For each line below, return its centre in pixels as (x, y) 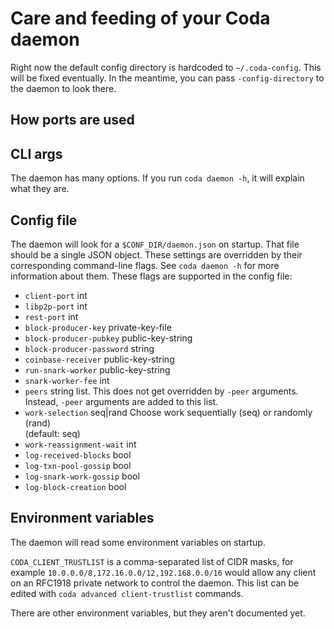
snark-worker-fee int (67, 380)
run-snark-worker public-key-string (97, 369)
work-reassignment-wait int (80, 444)
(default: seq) (52, 433)
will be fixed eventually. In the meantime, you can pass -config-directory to (167, 78)
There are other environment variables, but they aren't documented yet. (158, 613)
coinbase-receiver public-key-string (99, 359)
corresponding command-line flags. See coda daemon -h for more (145, 265)
